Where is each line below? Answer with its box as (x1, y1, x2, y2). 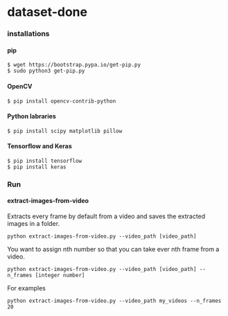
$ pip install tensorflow (7, 157, 82, 164)
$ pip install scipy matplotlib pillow (7, 128, 123, 134)
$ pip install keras (7, 164, 67, 170)
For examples (7, 284, 46, 292)
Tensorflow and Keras (7, 142, 73, 150)
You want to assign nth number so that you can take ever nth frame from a (7, 245, 220, 254)
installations (7, 29, 50, 39)
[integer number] (35, 272, 85, 279)
